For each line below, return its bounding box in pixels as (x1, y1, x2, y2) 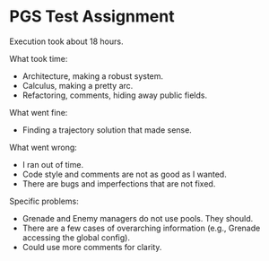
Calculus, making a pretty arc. (22, 80, 134, 91)
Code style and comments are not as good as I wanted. (22, 169, 227, 179)
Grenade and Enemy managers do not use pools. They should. (22, 213, 254, 223)
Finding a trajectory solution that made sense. (22, 124, 193, 135)
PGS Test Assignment (9, 6, 175, 27)
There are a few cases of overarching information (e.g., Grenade (22, 222, 261, 233)
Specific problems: (9, 196, 79, 206)
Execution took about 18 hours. (9, 36, 124, 47)
